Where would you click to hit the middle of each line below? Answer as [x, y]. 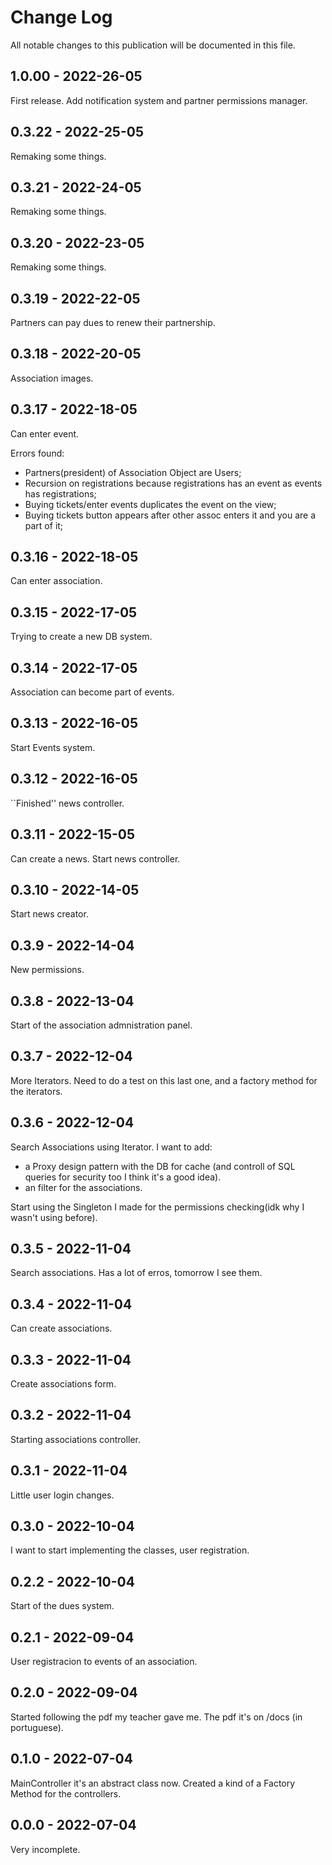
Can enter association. [56, 581]
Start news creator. [49, 914]
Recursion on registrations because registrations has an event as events [173, 483]
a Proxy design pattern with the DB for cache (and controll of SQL [160, 1166]
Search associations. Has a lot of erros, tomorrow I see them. [136, 1273]
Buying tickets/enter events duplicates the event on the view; [150, 504]
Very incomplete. [45, 1849]
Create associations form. [63, 1384]
